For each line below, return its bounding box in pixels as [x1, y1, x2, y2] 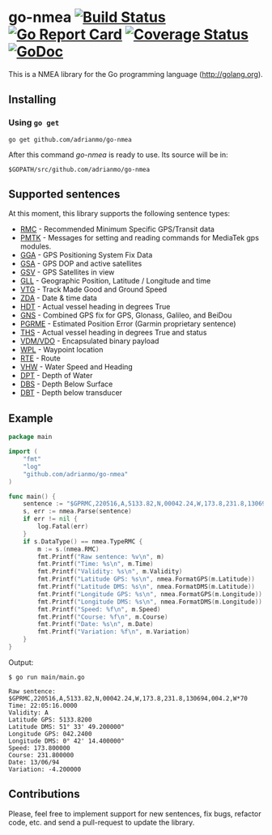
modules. [19, 241, 52, 251]
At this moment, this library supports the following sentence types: [8, 209, 231, 219]
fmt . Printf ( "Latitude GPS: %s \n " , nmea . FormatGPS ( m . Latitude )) [37, 575, 255, 583]
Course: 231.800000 [8, 751, 74, 759]
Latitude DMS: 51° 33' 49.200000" [8, 722, 125, 731]
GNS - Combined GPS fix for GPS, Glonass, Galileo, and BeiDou [19, 310, 232, 320]
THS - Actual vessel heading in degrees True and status [19, 328, 207, 338]
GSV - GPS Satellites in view [19, 267, 115, 277]
